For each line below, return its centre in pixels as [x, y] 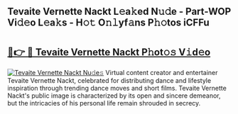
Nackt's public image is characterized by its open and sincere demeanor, [114, 96]
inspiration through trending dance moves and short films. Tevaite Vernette [117, 88]
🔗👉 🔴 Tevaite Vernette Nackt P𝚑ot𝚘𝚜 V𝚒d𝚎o [109, 52]
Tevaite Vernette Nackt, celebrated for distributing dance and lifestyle [109, 80]
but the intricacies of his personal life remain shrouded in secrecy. [104, 103]
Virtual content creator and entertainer [162, 73]
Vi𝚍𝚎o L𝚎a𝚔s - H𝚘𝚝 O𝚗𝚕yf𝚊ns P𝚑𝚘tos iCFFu [108, 23]
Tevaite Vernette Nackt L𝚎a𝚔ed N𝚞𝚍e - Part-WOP [119, 12]
